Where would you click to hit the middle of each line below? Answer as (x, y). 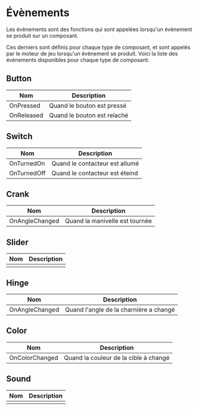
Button (19, 78)
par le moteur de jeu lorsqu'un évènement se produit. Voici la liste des (92, 53)
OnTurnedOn (27, 163)
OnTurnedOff (27, 173)
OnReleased (26, 115)
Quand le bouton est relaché (89, 115)
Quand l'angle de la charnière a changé (120, 309)
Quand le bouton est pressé (88, 106)
